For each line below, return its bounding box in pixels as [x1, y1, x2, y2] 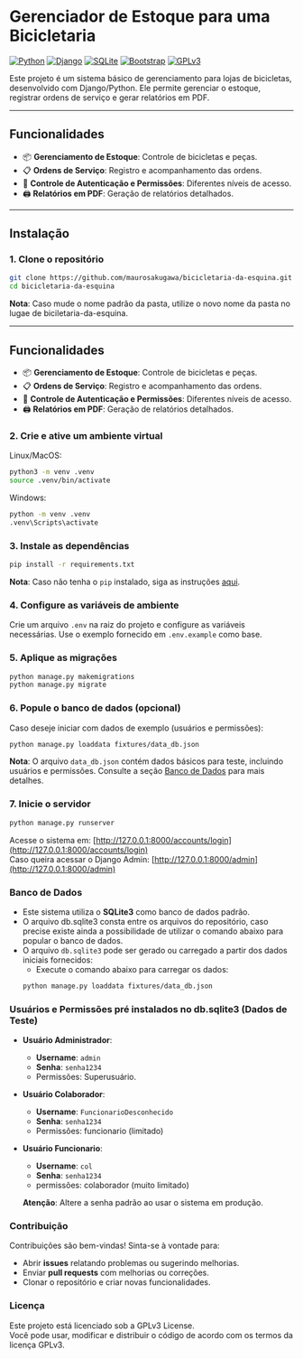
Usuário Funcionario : [22, 1143, 104, 1154]
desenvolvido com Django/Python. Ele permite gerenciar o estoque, [9, 82, 262, 93]
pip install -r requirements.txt [9, 560, 135, 570]
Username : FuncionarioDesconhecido [35, 1106, 174, 1117]
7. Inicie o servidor [9, 797, 92, 810]
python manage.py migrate [9, 680, 106, 690]
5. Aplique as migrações [9, 652, 117, 665]
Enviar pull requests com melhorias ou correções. [22, 1267, 210, 1279]
